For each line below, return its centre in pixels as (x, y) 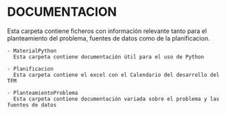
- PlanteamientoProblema (43, 93)
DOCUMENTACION (62, 12)
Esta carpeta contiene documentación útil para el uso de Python (109, 57)
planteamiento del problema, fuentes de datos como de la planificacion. (109, 38)
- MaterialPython (32, 51)
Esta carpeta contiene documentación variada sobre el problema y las (116, 99)
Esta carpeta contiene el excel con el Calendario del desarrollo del (116, 75)
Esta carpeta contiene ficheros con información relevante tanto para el (107, 31)
